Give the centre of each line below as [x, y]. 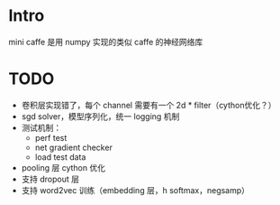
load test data [60, 157]
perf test [51, 137]
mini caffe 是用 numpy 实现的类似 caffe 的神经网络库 [106, 42]
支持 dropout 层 [50, 179]
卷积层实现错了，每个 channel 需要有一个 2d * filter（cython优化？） [149, 105]
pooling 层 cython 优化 [63, 167]
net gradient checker [74, 147]
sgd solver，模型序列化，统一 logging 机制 [100, 116]
